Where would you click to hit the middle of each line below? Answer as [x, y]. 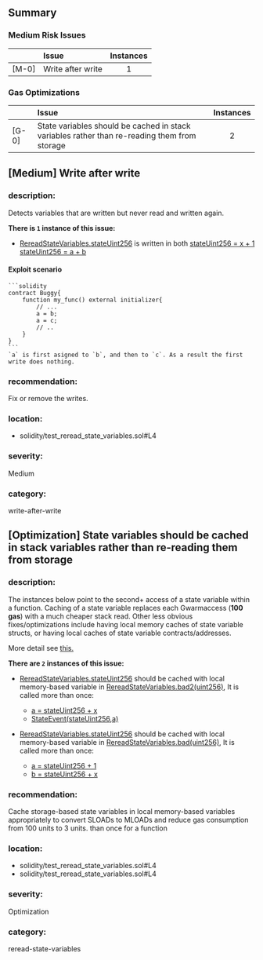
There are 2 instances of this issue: [66, 663]
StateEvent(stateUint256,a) [75, 718]
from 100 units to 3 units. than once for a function [88, 828]
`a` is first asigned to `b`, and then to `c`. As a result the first [126, 355]
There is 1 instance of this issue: [62, 228]
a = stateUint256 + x [64, 710]
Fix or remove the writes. [48, 399]
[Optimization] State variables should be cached [128, 536]
